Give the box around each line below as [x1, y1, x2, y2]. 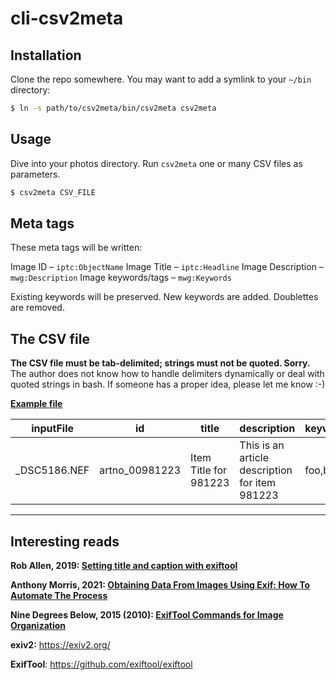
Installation [10, 47, 82, 64]
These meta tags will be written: [10, 242, 143, 254]
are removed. [10, 302, 65, 314]
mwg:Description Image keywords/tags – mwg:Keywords [10, 272, 232, 284]
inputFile [31, 422, 75, 436]
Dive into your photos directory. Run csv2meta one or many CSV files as [10, 157, 303, 169]
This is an [239, 438, 285, 452]
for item [239, 476, 277, 490]
